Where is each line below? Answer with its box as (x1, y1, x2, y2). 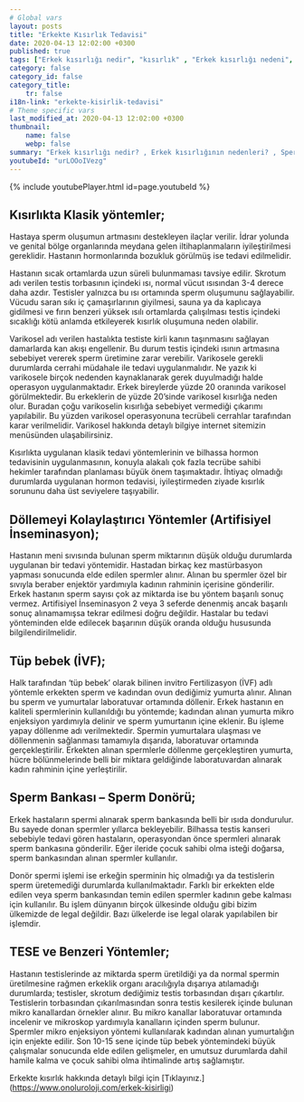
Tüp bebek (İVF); (9, 653, 106, 669)
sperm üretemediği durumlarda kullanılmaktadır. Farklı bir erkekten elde (9, 879, 275, 890)
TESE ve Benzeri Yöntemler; (9, 945, 170, 960)
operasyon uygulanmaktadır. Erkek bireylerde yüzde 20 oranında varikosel (9, 382, 287, 393)
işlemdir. (9, 917, 41, 928)
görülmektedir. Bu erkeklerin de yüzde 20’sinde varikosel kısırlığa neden (9, 391, 278, 403)
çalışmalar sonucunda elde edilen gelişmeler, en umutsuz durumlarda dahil (9, 1045, 288, 1056)
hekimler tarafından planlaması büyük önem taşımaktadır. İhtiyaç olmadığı (9, 467, 283, 478)
